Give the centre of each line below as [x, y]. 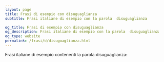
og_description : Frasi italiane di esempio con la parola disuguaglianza [83, 32]
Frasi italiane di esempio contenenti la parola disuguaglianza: [66, 54]
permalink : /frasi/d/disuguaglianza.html [48, 41]
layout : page [18, 9]
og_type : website [23, 36]
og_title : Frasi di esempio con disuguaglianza [54, 27]
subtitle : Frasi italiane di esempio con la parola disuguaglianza [76, 18]
